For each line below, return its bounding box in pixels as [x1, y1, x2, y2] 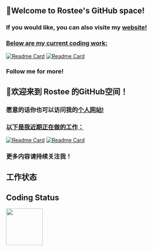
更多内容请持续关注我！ [6, 152, 72, 161]
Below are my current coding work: [6, 39, 108, 48]
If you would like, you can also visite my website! [6, 23, 147, 32]
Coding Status [6, 192, 60, 202]
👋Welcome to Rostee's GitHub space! [6, 6, 145, 16]
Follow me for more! [6, 67, 64, 75]
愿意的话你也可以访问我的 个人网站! [6, 106, 104, 114]
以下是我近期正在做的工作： [6, 123, 84, 131]
